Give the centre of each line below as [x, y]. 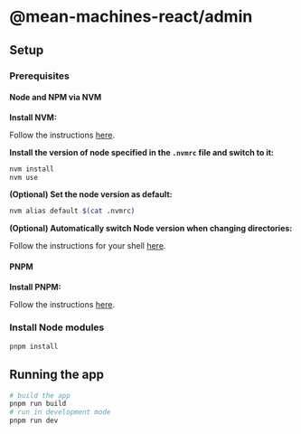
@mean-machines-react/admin [131, 17]
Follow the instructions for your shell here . [88, 246]
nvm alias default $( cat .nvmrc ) [72, 211]
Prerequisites [39, 76]
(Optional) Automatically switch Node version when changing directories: [151, 229]
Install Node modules [57, 327]
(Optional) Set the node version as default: [91, 194]
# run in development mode [60, 412]
